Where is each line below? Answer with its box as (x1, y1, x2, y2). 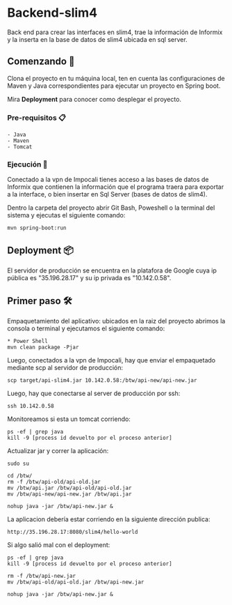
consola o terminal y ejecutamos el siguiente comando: (7, 324, 165, 332)
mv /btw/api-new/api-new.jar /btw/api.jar (7, 490, 132, 498)
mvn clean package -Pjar (7, 344, 79, 351)
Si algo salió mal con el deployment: (7, 540, 110, 549)
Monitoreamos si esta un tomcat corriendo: (7, 415, 131, 423)
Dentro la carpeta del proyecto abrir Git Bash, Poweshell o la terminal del (7, 204, 215, 212)
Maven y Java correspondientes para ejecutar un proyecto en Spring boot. (7, 82, 221, 90)
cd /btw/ (7, 472, 33, 479)
